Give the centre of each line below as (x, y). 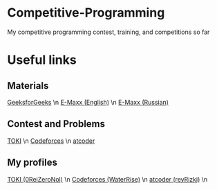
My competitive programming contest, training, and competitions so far (108, 32)
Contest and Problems (56, 124)
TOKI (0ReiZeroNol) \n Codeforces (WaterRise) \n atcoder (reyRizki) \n (107, 179)
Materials (28, 86)
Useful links (42, 60)
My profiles (32, 163)
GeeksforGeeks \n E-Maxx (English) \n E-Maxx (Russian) (88, 102)
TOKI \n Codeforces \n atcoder (51, 141)
